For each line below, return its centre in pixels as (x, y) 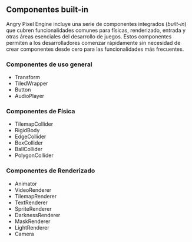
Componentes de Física (41, 112)
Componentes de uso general (49, 64)
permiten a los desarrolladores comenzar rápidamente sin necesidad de (93, 42)
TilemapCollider (34, 124)
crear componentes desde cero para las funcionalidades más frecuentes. (95, 49)
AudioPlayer (29, 96)
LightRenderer (32, 227)
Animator (26, 184)
